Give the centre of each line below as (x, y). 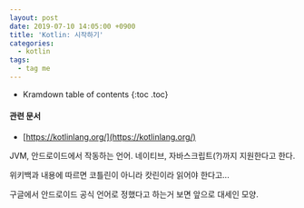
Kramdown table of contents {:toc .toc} (95, 94)
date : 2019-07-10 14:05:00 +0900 (73, 26)
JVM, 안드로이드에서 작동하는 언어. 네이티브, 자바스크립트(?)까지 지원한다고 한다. (152, 156)
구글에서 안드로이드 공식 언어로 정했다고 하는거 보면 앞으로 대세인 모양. (134, 194)
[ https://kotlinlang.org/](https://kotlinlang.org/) (109, 137)
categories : (32, 43)
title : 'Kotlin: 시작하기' (57, 35)
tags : (20, 60)
